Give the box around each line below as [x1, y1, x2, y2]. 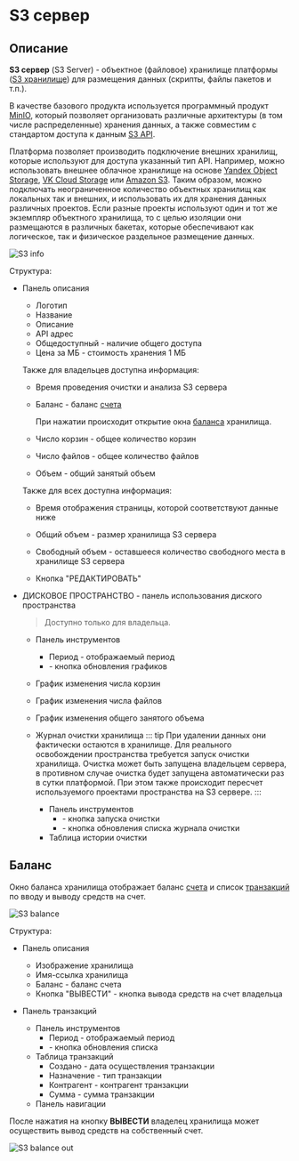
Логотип [35, 300, 68, 310]
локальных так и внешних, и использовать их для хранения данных [9, 193, 267, 204]
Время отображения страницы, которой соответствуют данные [35, 503, 279, 512]
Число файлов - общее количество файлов [35, 451, 199, 461]
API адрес [35, 328, 74, 339]
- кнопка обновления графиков [48, 661, 167, 672]
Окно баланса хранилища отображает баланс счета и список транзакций [9, 882, 290, 892]
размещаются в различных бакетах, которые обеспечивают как [9, 222, 255, 232]
